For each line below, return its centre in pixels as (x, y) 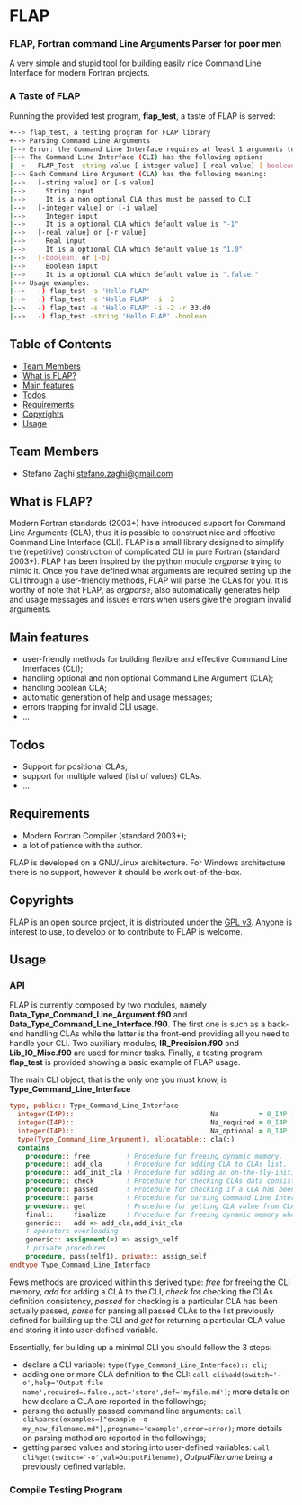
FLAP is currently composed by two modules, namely (108, 1005)
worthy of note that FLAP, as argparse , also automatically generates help (145, 590)
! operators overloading (72, 1232)
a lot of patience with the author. (82, 845)
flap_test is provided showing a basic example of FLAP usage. (125, 1062)
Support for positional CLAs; (75, 766)
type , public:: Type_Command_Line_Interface (94, 1106)
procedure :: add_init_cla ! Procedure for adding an (126, 1173)
